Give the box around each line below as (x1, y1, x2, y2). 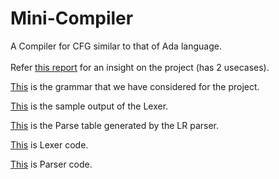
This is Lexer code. (10, 138, 89, 151)
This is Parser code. (10, 158, 93, 170)
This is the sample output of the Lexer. (10, 100, 169, 112)
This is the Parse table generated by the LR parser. (10, 119, 220, 131)
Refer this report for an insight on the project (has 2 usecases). (10, 61, 270, 73)
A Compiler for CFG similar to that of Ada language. (10, 40, 222, 52)
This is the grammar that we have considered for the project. (10, 80, 260, 92)
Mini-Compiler (10, 7, 134, 30)
